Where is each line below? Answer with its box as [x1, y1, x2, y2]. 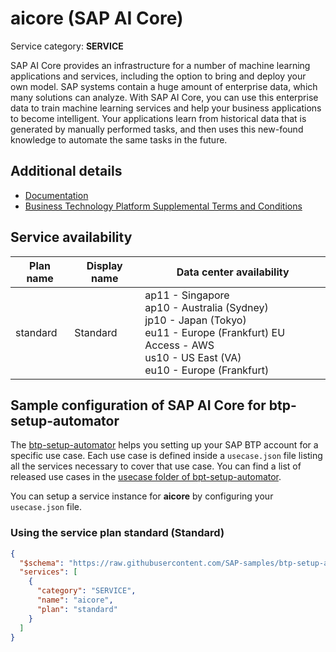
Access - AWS [144, 338, 215, 352]
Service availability [10, 229, 133, 246]
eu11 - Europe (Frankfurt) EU [144, 325, 286, 339]
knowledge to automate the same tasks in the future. [10, 133, 228, 146]
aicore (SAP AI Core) [10, 7, 184, 30]
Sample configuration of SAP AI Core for [10, 397, 267, 414]
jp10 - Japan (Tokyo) [144, 313, 247, 327]
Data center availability [176, 265, 290, 279]
